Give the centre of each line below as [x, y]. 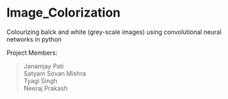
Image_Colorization [63, 13]
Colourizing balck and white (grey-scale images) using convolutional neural [114, 32]
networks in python [34, 39]
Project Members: [32, 53]
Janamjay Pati [43, 66]
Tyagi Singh [41, 80]
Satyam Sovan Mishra [55, 73]
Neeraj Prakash [45, 88]
